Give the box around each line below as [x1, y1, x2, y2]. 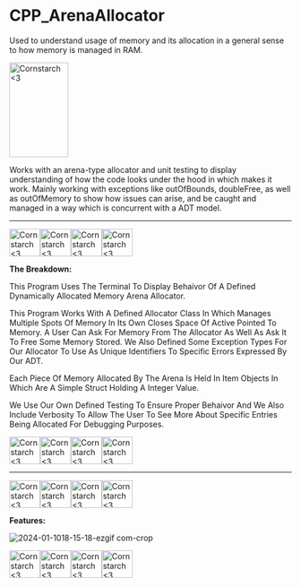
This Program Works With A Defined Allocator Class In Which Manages [9, 307, 271, 318]
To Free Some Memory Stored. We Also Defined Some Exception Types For [9, 336, 288, 347]
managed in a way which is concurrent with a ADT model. [9, 203, 222, 213]
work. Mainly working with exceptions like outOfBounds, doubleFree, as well [9, 183, 291, 194]
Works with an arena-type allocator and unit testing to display [9, 164, 237, 175]
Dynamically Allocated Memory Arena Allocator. [9, 290, 186, 301]
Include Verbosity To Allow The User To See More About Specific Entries [9, 409, 278, 419]
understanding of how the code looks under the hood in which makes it [9, 174, 272, 185]
